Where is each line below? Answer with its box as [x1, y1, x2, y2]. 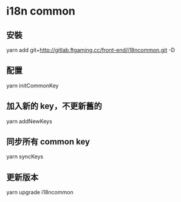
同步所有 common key [6, 136, 90, 147]
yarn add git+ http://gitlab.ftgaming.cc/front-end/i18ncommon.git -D [6, 47, 175, 53]
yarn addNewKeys [6, 117, 53, 125]
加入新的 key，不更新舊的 [6, 101, 102, 112]
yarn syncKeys [6, 153, 44, 160]
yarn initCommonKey [6, 82, 59, 89]
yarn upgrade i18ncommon [6, 189, 74, 196]
